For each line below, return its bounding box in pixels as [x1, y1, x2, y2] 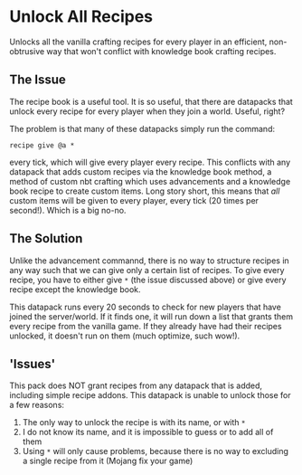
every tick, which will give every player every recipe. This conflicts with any [9, 157, 291, 167]
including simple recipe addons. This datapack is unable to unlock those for [9, 390, 291, 401]
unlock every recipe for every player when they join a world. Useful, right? [9, 106, 286, 117]
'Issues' [9, 356, 56, 372]
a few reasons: [9, 400, 65, 411]
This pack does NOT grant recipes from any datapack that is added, [9, 380, 263, 391]
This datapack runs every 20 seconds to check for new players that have [9, 301, 282, 312]
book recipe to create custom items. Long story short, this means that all [9, 185, 280, 196]
